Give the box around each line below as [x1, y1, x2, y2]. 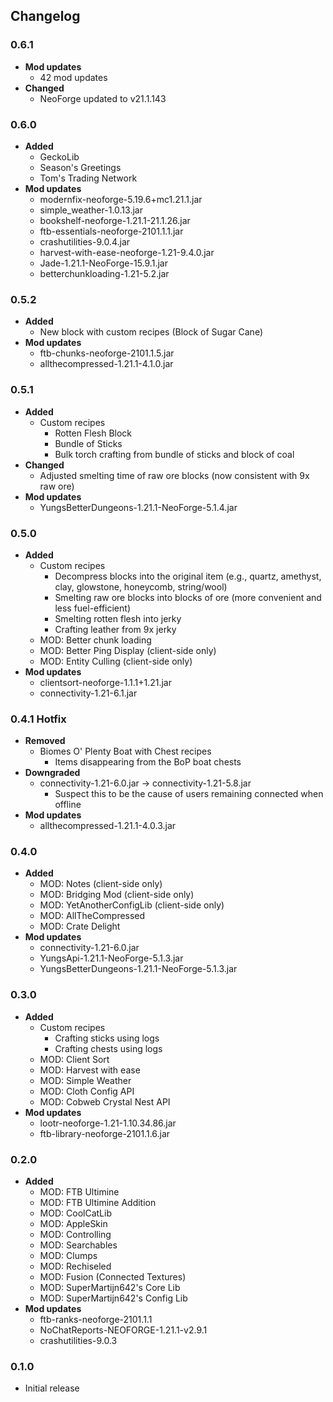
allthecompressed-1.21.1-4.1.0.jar [39, 358, 174, 370]
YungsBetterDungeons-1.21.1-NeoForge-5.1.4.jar [39, 501, 238, 513]
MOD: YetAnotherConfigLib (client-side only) [39, 899, 225, 911]
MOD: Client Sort [39, 1053, 110, 1065]
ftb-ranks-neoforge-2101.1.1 [39, 1314, 153, 1326]
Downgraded [24, 767, 81, 779]
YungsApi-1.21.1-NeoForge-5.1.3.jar [39, 952, 184, 964]
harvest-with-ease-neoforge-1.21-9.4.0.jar [39, 246, 215, 258]
